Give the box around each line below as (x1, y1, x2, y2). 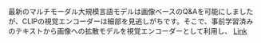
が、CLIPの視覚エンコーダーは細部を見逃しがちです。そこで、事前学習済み (8, 16, 254, 26)
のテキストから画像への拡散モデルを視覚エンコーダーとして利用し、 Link (8, 27, 247, 35)
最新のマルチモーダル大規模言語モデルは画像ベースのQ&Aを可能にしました (8, 7, 254, 16)
